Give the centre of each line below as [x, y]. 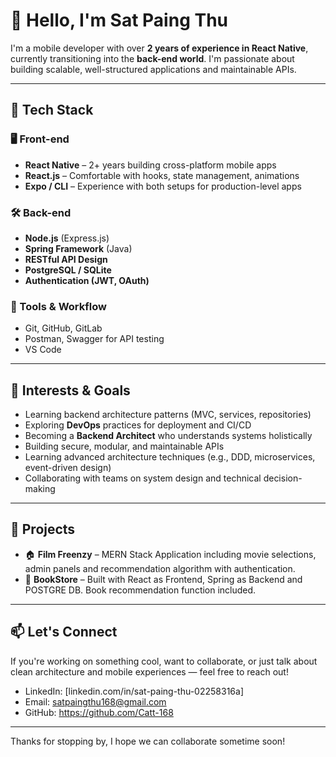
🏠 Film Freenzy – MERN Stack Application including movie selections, [170, 554]
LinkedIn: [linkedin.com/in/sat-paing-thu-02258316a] [134, 691]
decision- [283, 478]
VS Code [43, 350]
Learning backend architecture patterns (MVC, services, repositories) [168, 415]
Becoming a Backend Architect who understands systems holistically [168, 436]
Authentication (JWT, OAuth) [87, 280]
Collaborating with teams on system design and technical [143, 478]
